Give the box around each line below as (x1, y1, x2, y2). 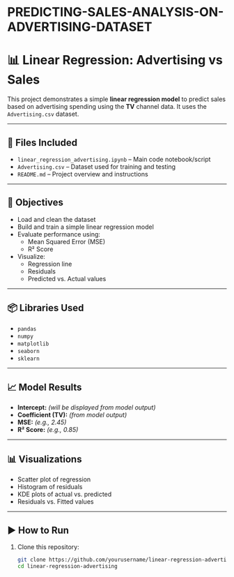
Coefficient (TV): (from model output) (17, 411, 127, 419)
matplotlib (17, 340, 49, 347)
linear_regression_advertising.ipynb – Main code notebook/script (17, 155, 211, 163)
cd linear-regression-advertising (17, 562, 118, 569)
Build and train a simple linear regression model (17, 223, 155, 231)
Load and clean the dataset (17, 215, 96, 223)
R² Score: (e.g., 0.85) (17, 426, 79, 434)
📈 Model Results (7, 381, 82, 393)
